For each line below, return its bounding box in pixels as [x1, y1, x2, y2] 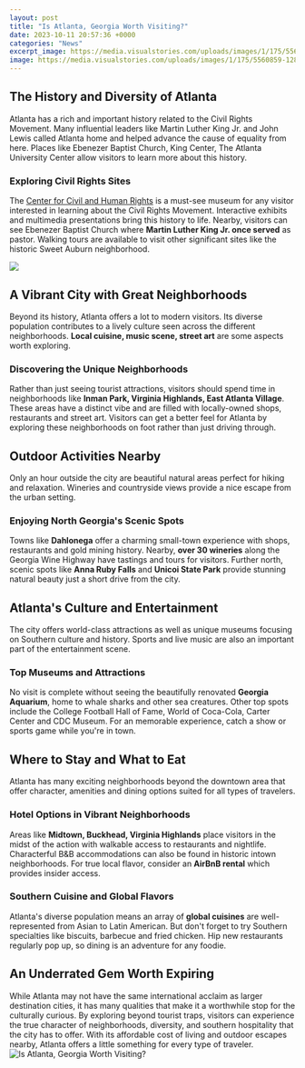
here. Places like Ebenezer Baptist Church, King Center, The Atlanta [9, 142, 262, 153]
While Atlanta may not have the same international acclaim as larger [9, 990, 263, 1001]
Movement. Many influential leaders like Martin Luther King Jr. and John [9, 123, 279, 134]
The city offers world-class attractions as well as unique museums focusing [9, 624, 292, 635]
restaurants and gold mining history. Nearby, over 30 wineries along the [9, 544, 280, 555]
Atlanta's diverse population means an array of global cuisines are [9, 911, 260, 922]
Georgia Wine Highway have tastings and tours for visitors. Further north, [9, 554, 283, 565]
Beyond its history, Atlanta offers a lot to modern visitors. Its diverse [9, 311, 263, 322]
